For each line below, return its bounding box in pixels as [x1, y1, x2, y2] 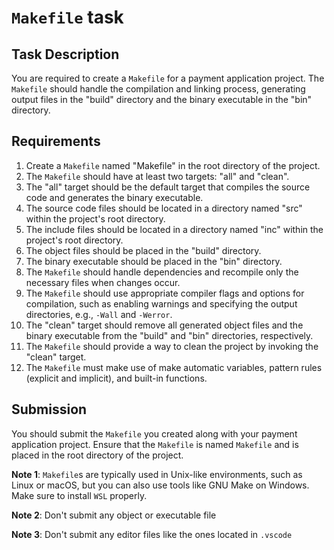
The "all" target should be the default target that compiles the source [25, 181, 311, 193]
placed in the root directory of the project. [11, 449, 184, 461]
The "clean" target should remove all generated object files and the [25, 319, 304, 331]
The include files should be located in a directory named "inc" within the [25, 223, 324, 235]
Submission [11, 401, 88, 418]
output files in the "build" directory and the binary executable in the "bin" [11, 94, 313, 105]
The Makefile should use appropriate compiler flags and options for [25, 287, 305, 299]
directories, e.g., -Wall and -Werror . [25, 308, 173, 320]
